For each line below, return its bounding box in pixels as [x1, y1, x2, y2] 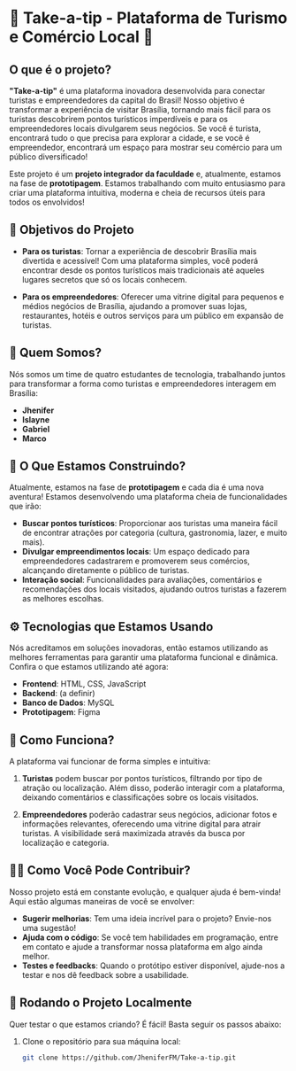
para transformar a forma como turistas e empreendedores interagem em [9, 378, 277, 389]
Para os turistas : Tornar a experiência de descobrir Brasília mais [21, 245, 257, 256]
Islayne [21, 414, 50, 424]
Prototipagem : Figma [21, 707, 101, 718]
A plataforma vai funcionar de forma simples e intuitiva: [9, 757, 211, 767]
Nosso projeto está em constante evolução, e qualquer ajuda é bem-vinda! [9, 886, 281, 897]
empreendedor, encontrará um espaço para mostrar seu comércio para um [9, 142, 283, 152]
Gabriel [21, 423, 50, 434]
